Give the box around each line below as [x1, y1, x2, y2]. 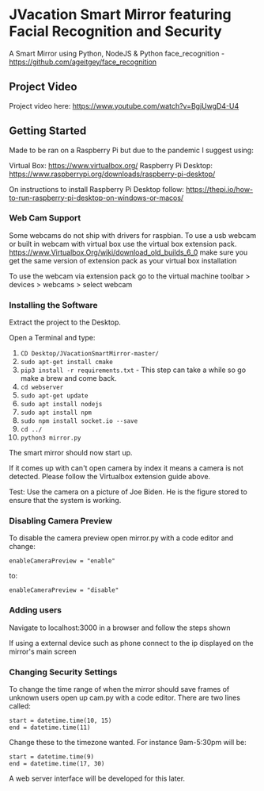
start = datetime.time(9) [9, 753, 94, 761]
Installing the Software [9, 299, 98, 310]
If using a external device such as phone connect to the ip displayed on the [9, 638, 254, 647]
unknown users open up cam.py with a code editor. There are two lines [9, 693, 240, 703]
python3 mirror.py [20, 434, 81, 442]
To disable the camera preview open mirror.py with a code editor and [9, 533, 234, 543]
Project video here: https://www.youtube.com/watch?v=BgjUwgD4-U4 [9, 101, 239, 110]
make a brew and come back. [20, 374, 117, 383]
